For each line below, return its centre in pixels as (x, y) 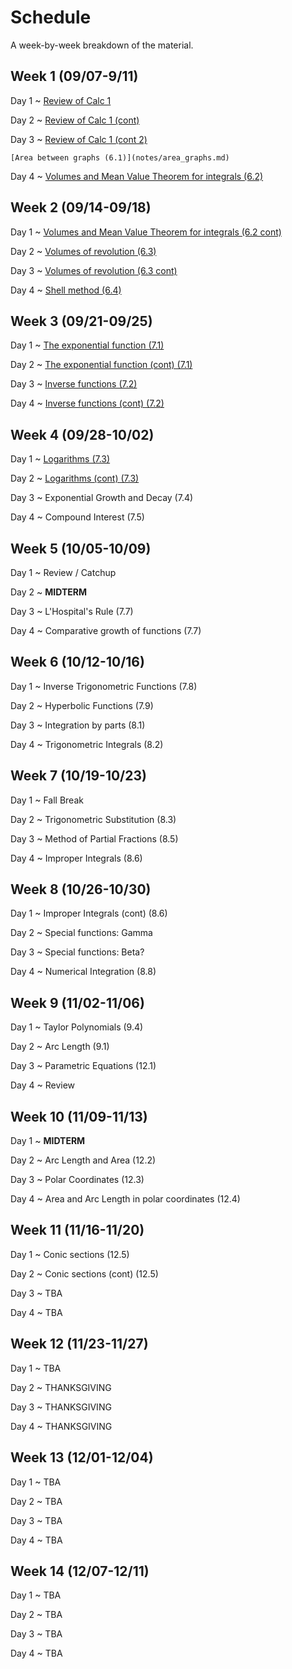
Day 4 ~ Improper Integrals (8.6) (76, 858)
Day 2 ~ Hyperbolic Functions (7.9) (82, 705)
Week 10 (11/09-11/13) (79, 1116)
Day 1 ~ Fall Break (47, 800)
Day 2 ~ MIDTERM (48, 592)
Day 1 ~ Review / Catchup (63, 572)
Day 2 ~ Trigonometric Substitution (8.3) (93, 819)
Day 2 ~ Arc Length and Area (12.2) (83, 1160)
